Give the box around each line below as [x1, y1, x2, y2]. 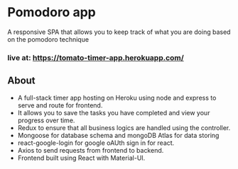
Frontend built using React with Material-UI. [17, 153, 146, 162]
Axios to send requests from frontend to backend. [17, 146, 164, 154]
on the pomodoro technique [7, 35, 90, 43]
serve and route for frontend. [17, 100, 103, 110]
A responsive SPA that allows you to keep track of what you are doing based [7, 28, 231, 36]
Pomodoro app [7, 4, 96, 21]
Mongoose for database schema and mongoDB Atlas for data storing [17, 131, 220, 139]
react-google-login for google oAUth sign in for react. [17, 139, 175, 147]
